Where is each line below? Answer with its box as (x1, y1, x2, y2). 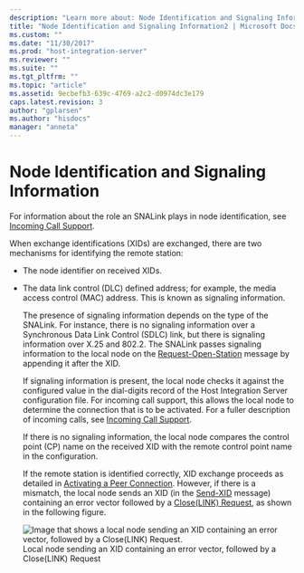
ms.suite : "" (9, 64, 59, 73)
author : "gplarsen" (9, 106, 83, 115)
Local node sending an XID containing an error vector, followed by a (22, 543, 277, 554)
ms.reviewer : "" (9, 55, 71, 64)
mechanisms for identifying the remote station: (9, 247, 184, 258)
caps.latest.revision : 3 (9, 97, 103, 107)
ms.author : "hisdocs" (9, 114, 91, 123)
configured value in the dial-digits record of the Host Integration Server (22, 385, 288, 396)
